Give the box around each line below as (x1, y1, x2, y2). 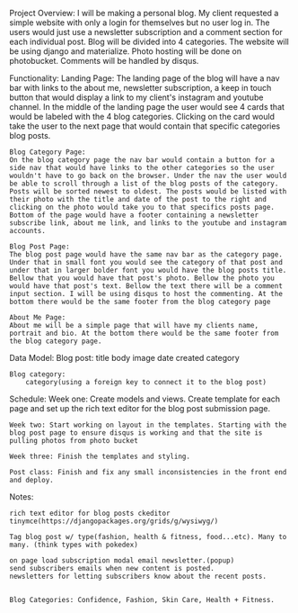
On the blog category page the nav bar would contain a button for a (9, 156, 276, 165)
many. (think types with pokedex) (9, 540, 139, 549)
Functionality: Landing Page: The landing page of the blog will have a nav (9, 73, 280, 84)
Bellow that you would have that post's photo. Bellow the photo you (9, 274, 276, 283)
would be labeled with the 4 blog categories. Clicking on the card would (9, 112, 276, 122)
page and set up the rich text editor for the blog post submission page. (9, 403, 271, 413)
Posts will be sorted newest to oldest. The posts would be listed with (9, 187, 287, 196)
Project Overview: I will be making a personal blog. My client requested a (9, 8, 279, 18)
